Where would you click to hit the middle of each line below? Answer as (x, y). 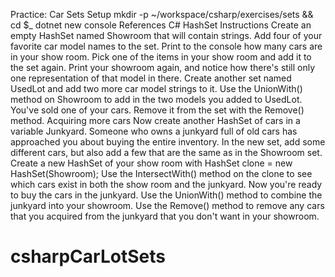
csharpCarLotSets (88, 256)
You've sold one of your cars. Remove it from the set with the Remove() (157, 110)
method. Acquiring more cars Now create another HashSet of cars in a (155, 120)
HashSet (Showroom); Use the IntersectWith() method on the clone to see (161, 173)
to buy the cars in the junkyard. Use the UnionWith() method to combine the (166, 195)
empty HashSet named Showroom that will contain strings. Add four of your (166, 35)
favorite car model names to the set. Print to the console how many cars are (166, 46)
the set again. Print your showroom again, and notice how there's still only (163, 67)
